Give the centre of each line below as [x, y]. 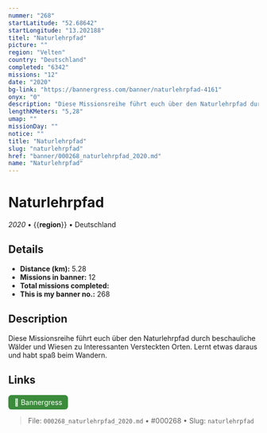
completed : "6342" [39, 68]
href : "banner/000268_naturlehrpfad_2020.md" [85, 156]
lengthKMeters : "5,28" [46, 112]
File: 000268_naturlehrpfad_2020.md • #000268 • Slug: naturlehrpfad [141, 420]
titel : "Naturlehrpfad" [48, 38]
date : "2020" [30, 82]
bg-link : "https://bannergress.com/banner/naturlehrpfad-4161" [115, 89]
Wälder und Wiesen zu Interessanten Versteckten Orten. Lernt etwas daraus [133, 346]
